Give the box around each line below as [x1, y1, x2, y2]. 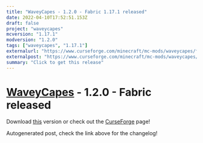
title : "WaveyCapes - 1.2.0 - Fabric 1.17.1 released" [6, 8, 147, 15]
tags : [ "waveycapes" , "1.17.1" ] [6, 43, 88, 49]
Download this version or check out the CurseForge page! [6, 118, 150, 126]
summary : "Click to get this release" [6, 59, 104, 65]
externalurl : [6, 48, 39, 54]
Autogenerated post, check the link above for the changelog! [6, 130, 158, 137]
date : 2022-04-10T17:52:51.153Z [6, 14, 88, 21]
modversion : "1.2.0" [6, 37, 59, 43]
